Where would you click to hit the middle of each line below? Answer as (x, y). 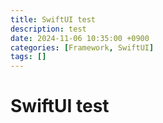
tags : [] (28, 57)
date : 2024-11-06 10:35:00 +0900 (80, 38)
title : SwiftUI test (53, 19)
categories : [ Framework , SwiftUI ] (82, 47)
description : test (48, 29)
